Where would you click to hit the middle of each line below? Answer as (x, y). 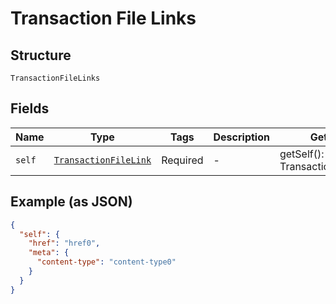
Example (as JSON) (71, 202)
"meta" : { (49, 253)
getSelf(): (302, 154)
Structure (41, 55)
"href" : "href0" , (64, 243)
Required (182, 160)
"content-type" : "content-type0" (106, 262)
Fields (30, 108)
